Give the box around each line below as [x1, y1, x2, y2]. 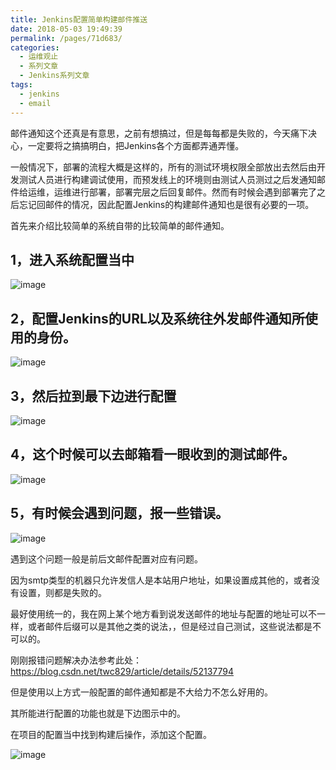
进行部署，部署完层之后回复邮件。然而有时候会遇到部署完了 [71, 186, 317, 198]
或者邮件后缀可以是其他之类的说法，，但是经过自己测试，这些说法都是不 [27, 620, 322, 632]
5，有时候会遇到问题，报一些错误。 [10, 505, 230, 522]
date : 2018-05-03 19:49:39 [10, 24, 123, 34]
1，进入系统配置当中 [10, 251, 135, 268]
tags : [10, 80, 33, 90]
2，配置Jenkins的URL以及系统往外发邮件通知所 [10, 310, 305, 327]
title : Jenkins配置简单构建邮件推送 [10, 14, 148, 25]
